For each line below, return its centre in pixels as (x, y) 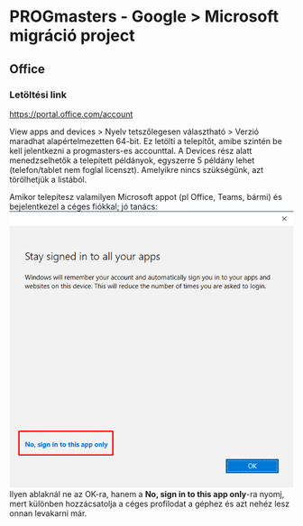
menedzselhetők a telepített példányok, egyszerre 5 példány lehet (132, 160)
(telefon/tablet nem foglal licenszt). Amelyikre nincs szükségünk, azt (137, 169)
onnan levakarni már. (48, 513)
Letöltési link (38, 95)
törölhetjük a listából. (48, 179)
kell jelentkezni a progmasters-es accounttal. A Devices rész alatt (131, 150)
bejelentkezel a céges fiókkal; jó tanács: (83, 206)
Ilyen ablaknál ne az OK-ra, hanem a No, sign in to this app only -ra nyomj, (147, 494)
